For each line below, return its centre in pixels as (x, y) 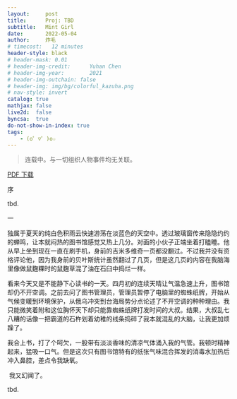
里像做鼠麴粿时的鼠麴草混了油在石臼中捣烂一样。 (78, 268)
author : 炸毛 (32, 40)
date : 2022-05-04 (42, 34)
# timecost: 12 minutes (45, 47)
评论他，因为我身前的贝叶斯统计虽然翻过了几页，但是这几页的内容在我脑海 (121, 260)
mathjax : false (30, 106)
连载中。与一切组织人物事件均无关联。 (80, 160)
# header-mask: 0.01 (38, 60)
